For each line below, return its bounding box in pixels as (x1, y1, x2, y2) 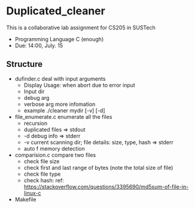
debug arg (23, 94, 50, 101)
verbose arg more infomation (23, 100, 96, 108)
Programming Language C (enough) (14, 35, 104, 42)
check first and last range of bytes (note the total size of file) (23, 164, 173, 171)
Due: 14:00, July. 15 (14, 42, 63, 49)
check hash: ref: (23, 176, 64, 183)
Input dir (23, 88, 45, 95)
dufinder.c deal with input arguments (14, 75, 106, 82)
